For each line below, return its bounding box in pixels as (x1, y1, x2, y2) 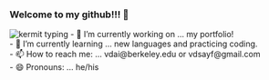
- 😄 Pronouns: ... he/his (9, 62, 99, 73)
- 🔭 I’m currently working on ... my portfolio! (69, 29, 234, 40)
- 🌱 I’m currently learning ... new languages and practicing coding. (9, 38, 258, 49)
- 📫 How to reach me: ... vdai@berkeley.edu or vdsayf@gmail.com (9, 49, 261, 60)
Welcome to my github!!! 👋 (9, 8, 129, 21)
